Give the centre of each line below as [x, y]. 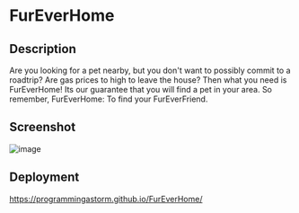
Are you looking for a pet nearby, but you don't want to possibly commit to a [150, 70]
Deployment [44, 177]
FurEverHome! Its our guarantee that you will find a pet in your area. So [141, 89]
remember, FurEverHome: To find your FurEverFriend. [109, 99]
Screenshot [43, 127]
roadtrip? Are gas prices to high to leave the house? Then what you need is [148, 80]
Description [43, 49]
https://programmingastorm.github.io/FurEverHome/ [106, 199]
